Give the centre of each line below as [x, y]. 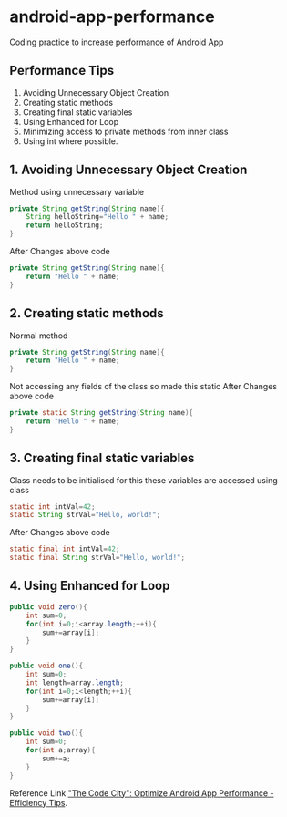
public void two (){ [46, 733]
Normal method [39, 336]
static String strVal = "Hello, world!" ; [85, 515]
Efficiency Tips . [39, 802]
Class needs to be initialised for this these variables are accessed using [143, 480]
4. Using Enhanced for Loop [90, 586]
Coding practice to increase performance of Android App [117, 42]
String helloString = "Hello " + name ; [97, 217]
